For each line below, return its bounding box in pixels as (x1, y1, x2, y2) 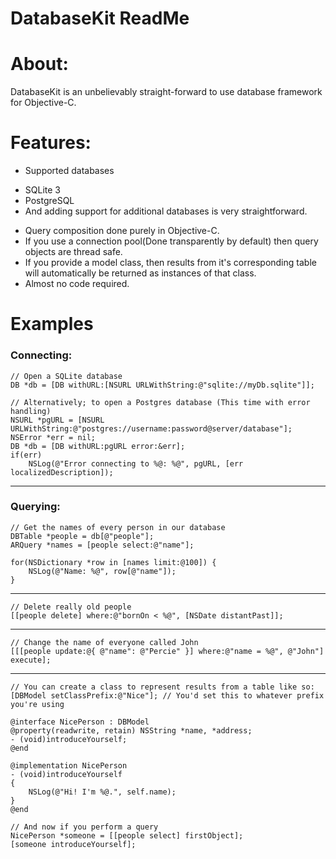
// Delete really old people (10, 602, 132, 612)
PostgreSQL (24, 195, 75, 207)
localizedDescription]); (10, 467, 114, 477)
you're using (10, 699, 65, 709)
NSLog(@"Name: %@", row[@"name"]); (28, 566, 177, 576)
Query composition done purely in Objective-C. (24, 225, 220, 237)
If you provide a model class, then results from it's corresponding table (24, 257, 317, 269)
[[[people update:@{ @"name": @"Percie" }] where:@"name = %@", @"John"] (10, 646, 325, 656)
